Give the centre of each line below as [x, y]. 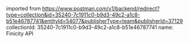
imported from [24, 9]
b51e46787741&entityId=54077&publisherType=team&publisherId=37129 [94, 21]
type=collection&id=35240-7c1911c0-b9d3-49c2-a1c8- [73, 15]
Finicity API [20, 34]
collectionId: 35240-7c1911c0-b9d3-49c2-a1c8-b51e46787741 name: [90, 27]
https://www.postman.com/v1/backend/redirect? [101, 9]
